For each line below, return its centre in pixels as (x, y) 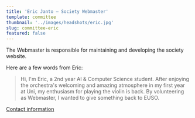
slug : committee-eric (32, 28)
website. (16, 56)
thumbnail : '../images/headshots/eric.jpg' (60, 22)
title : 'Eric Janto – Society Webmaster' (57, 11)
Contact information (30, 109)
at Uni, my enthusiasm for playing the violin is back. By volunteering (102, 92)
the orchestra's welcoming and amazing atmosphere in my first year (103, 85)
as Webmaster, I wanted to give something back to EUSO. (90, 98)
